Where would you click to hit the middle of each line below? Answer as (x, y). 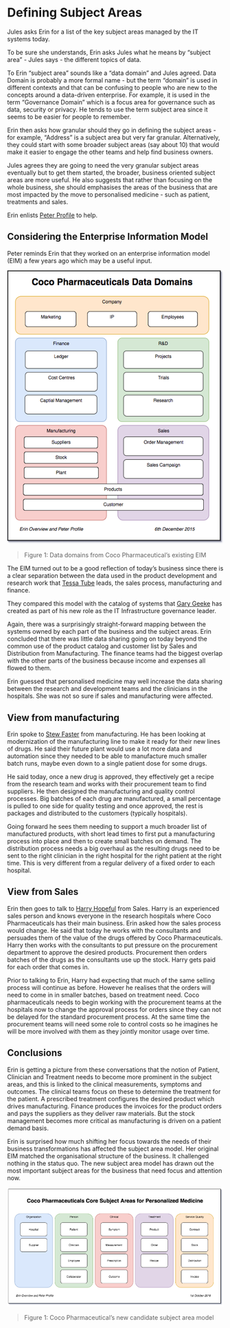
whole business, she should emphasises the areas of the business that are (113, 187)
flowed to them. (29, 668)
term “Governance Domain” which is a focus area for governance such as (111, 102)
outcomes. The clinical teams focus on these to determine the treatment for (114, 1092)
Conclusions (35, 1053)
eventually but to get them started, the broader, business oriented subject (111, 173)
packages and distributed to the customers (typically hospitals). (97, 813)
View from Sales (43, 892)
